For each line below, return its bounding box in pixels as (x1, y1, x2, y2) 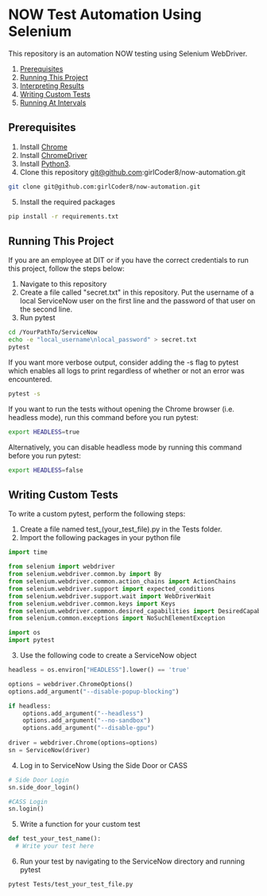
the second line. (19, 304, 73, 315)
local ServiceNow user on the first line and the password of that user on (19, 296, 256, 306)
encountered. (8, 374, 52, 384)
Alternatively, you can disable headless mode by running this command (8, 442, 242, 452)
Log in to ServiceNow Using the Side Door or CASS (19, 760, 188, 770)
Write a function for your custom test (19, 820, 141, 829)
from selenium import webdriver (8, 562, 115, 571)
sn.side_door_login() (8, 783, 80, 791)
